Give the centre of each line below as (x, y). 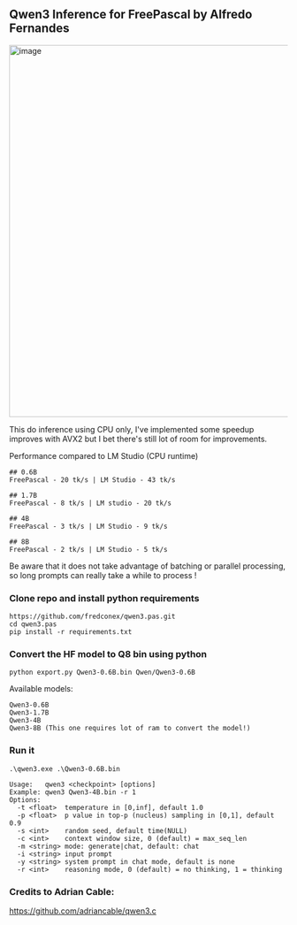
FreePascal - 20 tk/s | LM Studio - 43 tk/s (92, 480)
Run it (22, 751)
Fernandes (39, 29)
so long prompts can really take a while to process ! (103, 575)
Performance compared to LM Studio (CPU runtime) (104, 455)
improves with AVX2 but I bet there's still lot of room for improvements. (138, 439)
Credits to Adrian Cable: (62, 891)
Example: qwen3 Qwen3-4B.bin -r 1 (73, 792)
